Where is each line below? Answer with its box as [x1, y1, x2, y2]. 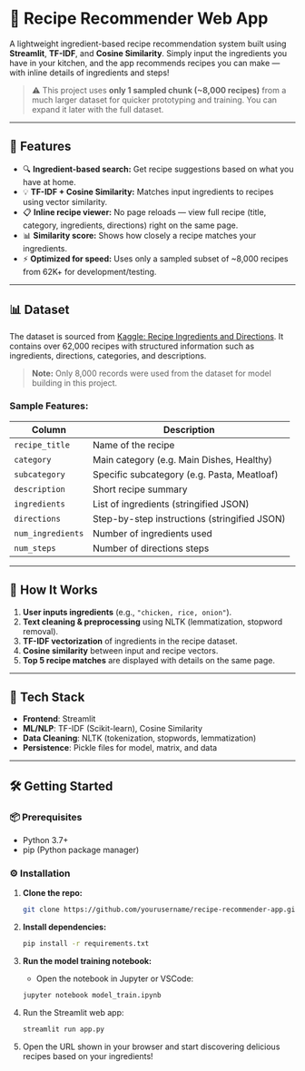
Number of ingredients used [92, 526, 213, 539]
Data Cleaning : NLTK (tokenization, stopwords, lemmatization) [22, 732, 257, 743]
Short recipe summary [92, 483, 188, 496]
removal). [22, 625, 59, 636]
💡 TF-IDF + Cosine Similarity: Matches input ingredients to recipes [22, 186, 274, 197]
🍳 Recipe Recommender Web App [9, 8, 269, 29]
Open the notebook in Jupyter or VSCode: [35, 973, 194, 984]
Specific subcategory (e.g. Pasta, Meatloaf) [92, 467, 279, 480]
